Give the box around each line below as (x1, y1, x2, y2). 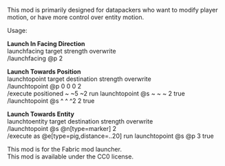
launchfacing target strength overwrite (7, 47, 116, 55)
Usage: (7, 27, 28, 34)
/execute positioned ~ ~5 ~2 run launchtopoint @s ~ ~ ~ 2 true (7, 89, 186, 97)
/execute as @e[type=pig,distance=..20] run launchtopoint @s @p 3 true (7, 132, 215, 140)
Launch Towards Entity (7, 110, 74, 118)
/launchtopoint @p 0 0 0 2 (7, 82, 81, 90)
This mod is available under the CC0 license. (7, 152, 134, 161)
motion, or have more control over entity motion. (7, 13, 144, 21)
